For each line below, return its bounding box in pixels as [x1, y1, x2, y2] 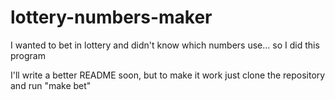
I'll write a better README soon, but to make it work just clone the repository [10, 69, 326, 81]
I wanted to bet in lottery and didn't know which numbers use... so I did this [10, 39, 320, 51]
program [10, 49, 46, 61]
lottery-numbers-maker [10, 6, 213, 29]
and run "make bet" [10, 79, 92, 91]
